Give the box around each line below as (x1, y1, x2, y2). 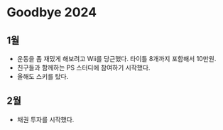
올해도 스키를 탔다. (16, 72, 69, 80)
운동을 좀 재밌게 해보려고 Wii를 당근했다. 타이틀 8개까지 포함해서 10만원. (16, 55, 217, 63)
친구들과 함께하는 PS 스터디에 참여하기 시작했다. (16, 63, 151, 72)
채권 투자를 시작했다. (16, 115, 75, 124)
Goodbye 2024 (6, 4, 97, 21)
